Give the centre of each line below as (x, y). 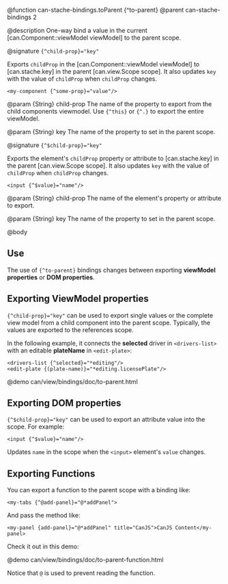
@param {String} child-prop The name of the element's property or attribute (114, 198)
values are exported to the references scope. (71, 330)
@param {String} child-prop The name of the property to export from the (110, 104)
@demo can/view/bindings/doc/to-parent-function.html (85, 560)
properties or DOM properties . (51, 277)
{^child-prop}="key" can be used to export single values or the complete (110, 315)
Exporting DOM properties (64, 403)
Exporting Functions (51, 473)
